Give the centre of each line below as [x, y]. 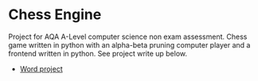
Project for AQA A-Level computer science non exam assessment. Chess [128, 37]
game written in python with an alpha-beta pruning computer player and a [129, 44]
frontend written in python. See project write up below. [98, 53]
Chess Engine [55, 15]
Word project [41, 68]
